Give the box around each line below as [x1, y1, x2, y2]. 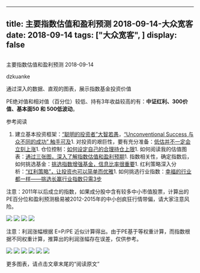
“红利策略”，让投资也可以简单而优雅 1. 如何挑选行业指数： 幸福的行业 [25, 167, 192, 175]
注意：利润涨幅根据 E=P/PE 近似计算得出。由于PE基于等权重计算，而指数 [6, 228, 186, 235]
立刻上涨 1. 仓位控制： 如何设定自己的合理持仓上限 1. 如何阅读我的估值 [14, 145, 182, 153]
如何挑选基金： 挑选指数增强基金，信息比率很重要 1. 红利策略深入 [14, 160, 171, 167]
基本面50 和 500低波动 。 [16, 105, 79, 112]
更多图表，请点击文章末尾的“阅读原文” [6, 260, 100, 267]
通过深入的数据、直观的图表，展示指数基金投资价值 [6, 85, 132, 92]
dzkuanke [6, 73, 30, 80]
